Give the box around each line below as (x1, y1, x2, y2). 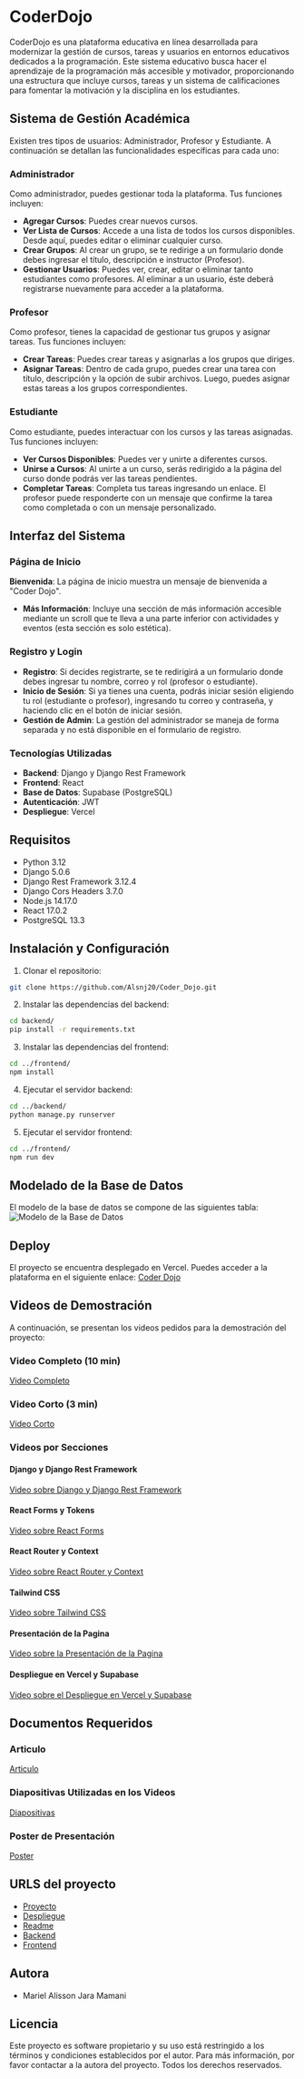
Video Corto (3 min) (9, 1398, 98, 1411)
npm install (9, 1068, 54, 1077)
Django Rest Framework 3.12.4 (22, 876, 137, 887)
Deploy (9, 1238, 51, 1253)
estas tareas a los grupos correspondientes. (22, 383, 188, 394)
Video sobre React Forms (9, 1525, 104, 1536)
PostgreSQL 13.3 (22, 914, 85, 925)
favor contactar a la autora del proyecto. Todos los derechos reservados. (9, 2060, 283, 2071)
